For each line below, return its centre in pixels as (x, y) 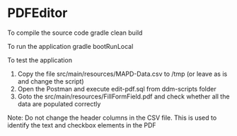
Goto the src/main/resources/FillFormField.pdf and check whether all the (123, 96)
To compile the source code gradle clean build (75, 33)
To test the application (40, 60)
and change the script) (51, 81)
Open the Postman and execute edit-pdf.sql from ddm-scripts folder (117, 89)
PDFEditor (37, 13)
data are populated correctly (59, 103)
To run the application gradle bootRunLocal (70, 46)
